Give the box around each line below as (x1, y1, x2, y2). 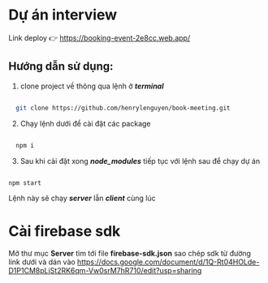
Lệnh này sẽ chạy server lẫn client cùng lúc (8, 193, 156, 204)
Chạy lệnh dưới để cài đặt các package (19, 118, 151, 128)
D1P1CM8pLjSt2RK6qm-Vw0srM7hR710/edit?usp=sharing (8, 266, 202, 276)
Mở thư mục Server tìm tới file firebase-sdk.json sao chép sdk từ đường (8, 249, 252, 259)
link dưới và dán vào (8, 257, 76, 267)
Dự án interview (8, 6, 118, 24)
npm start (8, 178, 42, 187)
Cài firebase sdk (8, 221, 121, 240)
